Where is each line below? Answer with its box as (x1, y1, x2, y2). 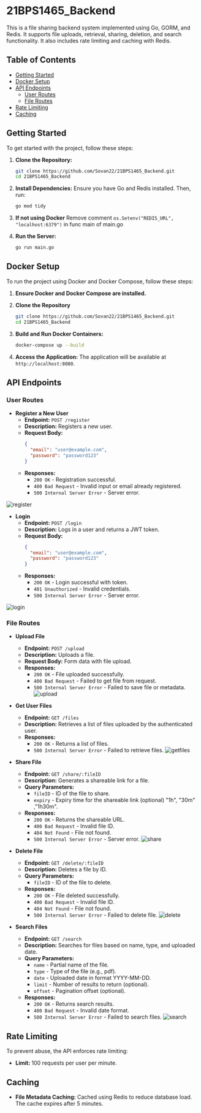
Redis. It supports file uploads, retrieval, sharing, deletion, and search (6, 30, 182, 37)
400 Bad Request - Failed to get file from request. (33, 677, 157, 684)
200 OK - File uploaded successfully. (33, 671, 124, 678)
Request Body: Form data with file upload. (24, 657, 132, 665)
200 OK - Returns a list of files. (33, 740, 109, 748)
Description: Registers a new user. (24, 423, 113, 430)
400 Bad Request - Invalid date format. (33, 1007, 130, 1014)
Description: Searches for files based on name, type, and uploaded (24, 942, 195, 949)
